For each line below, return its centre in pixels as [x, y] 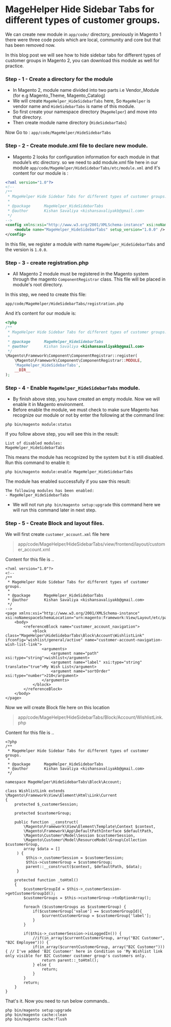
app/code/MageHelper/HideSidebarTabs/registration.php [65, 304]
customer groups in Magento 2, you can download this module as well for [82, 60]
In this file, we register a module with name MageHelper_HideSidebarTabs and [85, 244]
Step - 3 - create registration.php [47, 262]
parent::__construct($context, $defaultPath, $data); [84, 867]
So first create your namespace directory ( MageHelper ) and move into [85, 112]
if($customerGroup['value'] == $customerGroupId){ [87, 911]
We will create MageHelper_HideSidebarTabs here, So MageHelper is [81, 101]
